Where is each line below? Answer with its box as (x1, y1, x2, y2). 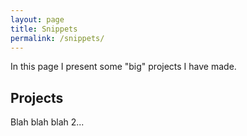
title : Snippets (10, 24, 78, 34)
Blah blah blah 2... (10, 116, 85, 128)
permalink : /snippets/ (10, 33, 105, 43)
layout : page (10, 14, 65, 25)
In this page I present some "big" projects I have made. (10, 61, 237, 73)
